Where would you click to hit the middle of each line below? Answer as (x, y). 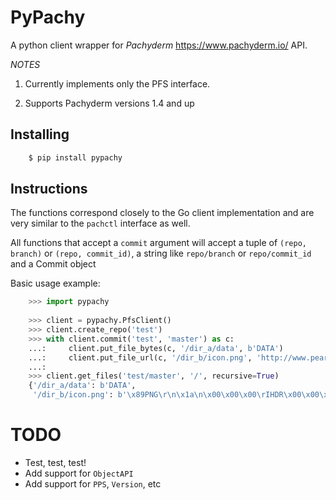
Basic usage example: (55, 283)
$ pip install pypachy (75, 157)
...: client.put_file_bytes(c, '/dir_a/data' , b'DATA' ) (156, 348)
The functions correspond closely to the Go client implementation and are (162, 213)
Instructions (49, 189)
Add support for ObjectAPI (79, 473)
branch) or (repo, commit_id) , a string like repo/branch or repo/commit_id (161, 253)
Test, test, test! (55, 462)
